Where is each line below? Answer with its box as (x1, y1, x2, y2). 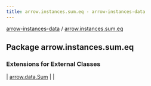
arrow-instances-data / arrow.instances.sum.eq (6, 25, 124, 32)
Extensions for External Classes (6, 60, 101, 68)
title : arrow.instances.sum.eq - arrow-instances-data (6, 8, 146, 15)
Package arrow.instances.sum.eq (6, 42, 134, 52)
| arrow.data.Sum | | (6, 74, 55, 81)
